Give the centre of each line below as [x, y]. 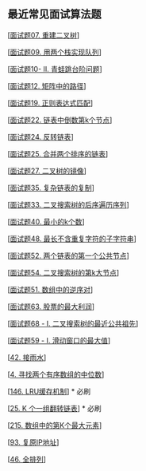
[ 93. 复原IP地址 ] [33, 442]
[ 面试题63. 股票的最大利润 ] [51, 307]
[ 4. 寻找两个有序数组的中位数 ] [56, 374]
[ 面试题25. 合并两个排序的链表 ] [58, 153]
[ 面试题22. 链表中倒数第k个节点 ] [60, 120]
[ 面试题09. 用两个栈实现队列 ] [55, 52]
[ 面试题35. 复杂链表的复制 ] [51, 188]
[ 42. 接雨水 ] [27, 357]
